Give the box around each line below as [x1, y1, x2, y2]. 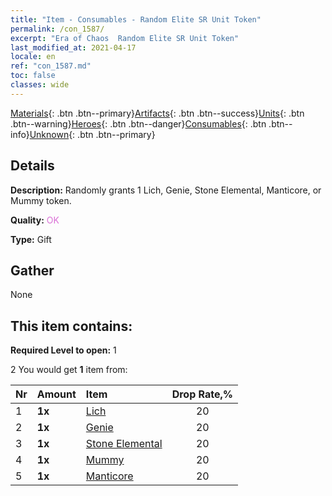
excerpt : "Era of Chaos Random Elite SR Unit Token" [10, 33, 240, 43]
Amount [36, 387, 77, 401]
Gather [10, 262, 55, 279]
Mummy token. [10, 194, 72, 206]
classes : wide [10, 80, 70, 90]
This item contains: [10, 317, 133, 335]
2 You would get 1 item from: [10, 364, 128, 376]
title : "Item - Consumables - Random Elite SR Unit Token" [10, 14, 262, 25]
